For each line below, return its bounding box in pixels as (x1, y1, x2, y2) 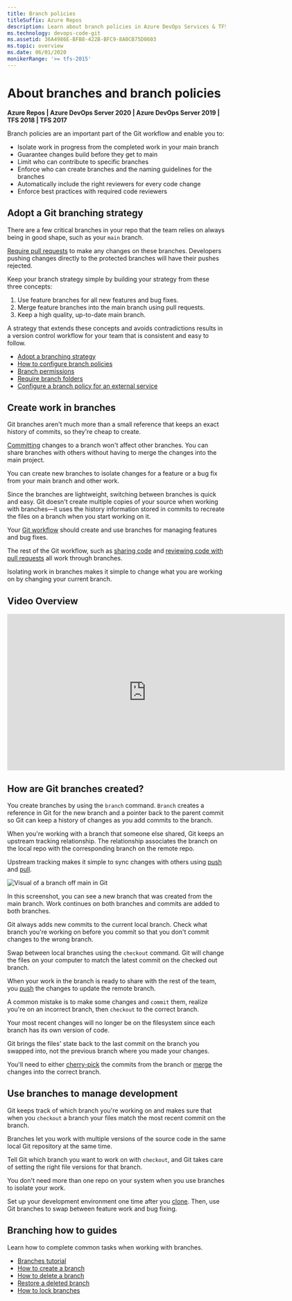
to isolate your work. (7, 1183, 66, 1192)
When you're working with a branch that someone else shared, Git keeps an (7, 829, 224, 838)
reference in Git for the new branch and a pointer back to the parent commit (7, 808, 224, 817)
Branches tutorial (17, 1256, 67, 1265)
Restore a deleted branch (17, 1279, 90, 1287)
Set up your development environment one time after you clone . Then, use (7, 1197, 220, 1205)
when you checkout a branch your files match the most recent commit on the (7, 1113, 226, 1122)
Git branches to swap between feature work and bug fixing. (7, 1204, 178, 1213)
